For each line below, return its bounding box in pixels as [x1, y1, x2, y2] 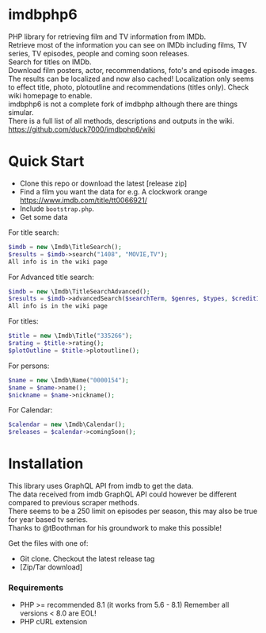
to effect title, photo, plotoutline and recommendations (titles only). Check [8, 82, 249, 92]
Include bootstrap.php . [19, 204, 95, 213]
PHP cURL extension [19, 617, 88, 627]
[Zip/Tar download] [19, 562, 83, 572]
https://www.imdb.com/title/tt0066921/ [19, 195, 148, 205]
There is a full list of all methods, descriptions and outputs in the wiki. [8, 116, 235, 125]
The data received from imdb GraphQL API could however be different [8, 489, 237, 499]
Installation [8, 455, 84, 473]
